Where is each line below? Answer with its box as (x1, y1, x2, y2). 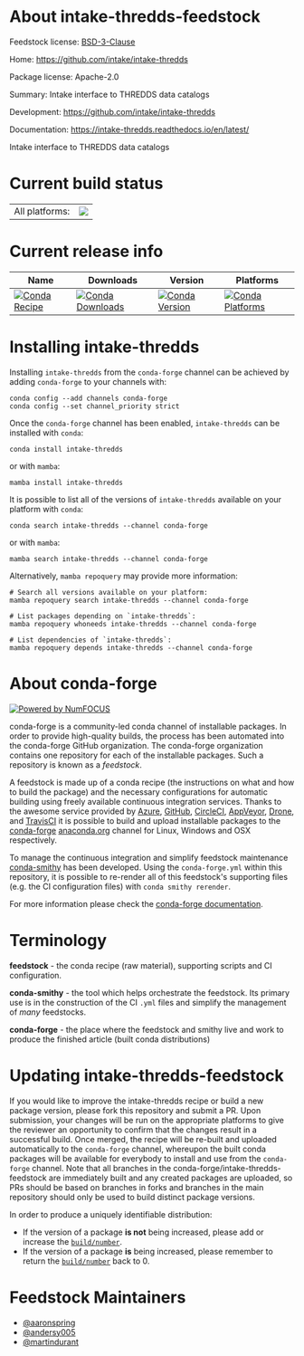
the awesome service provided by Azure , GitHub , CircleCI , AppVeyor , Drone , (9, 806, 295, 816)
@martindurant (22, 1336, 80, 1347)
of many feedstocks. (9, 1007, 87, 1017)
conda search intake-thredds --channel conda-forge (9, 520, 208, 530)
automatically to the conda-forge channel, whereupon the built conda (9, 1143, 267, 1154)
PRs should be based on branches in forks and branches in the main (9, 1181, 264, 1192)
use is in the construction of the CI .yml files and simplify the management (9, 997, 287, 1007)
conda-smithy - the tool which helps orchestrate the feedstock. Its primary (9, 987, 290, 998)
